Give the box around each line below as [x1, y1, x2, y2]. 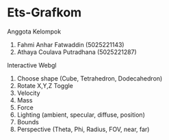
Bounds [16, 117, 39, 126]
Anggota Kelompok [7, 27, 62, 36]
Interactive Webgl [7, 61, 57, 69]
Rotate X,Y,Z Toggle [16, 81, 74, 89]
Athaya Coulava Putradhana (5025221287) [16, 48, 137, 56]
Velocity [16, 89, 40, 97]
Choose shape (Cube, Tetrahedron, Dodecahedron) [16, 74, 163, 83]
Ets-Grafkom [7, 5, 82, 20]
